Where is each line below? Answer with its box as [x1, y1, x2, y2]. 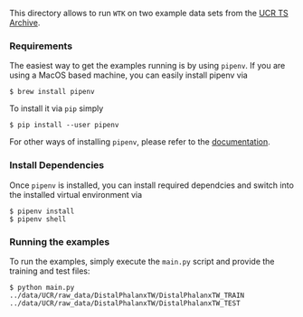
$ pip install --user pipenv [9, 121, 119, 130]
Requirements [9, 40, 73, 52]
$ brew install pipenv [9, 88, 95, 97]
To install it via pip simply [9, 103, 104, 114]
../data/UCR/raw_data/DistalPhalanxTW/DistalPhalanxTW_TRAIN [9, 291, 245, 300]
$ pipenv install [9, 207, 75, 216]
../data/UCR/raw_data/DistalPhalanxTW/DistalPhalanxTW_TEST [9, 298, 241, 308]
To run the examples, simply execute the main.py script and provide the [9, 256, 275, 266]
